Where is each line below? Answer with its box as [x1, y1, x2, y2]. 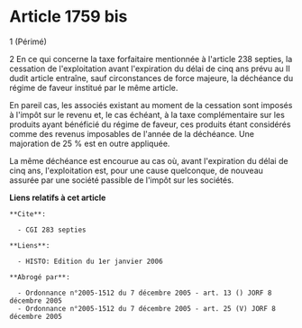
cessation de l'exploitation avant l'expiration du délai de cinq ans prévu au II [9, 63, 290, 74]
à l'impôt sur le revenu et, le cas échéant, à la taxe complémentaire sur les [9, 109, 286, 120]
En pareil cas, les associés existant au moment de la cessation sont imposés [9, 99, 293, 110]
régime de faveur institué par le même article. [9, 82, 178, 93]
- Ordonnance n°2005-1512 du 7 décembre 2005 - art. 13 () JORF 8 [17, 288, 272, 297]
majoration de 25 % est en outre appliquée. [9, 138, 170, 149]
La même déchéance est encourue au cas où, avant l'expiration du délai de [9, 155, 288, 166]
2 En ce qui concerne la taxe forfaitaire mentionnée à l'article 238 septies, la [9, 53, 293, 64]
